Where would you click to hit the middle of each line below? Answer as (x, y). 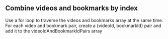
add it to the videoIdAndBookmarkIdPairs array (54, 31)
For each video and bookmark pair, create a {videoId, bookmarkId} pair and (83, 25)
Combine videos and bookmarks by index (72, 8)
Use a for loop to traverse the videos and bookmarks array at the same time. (84, 20)
